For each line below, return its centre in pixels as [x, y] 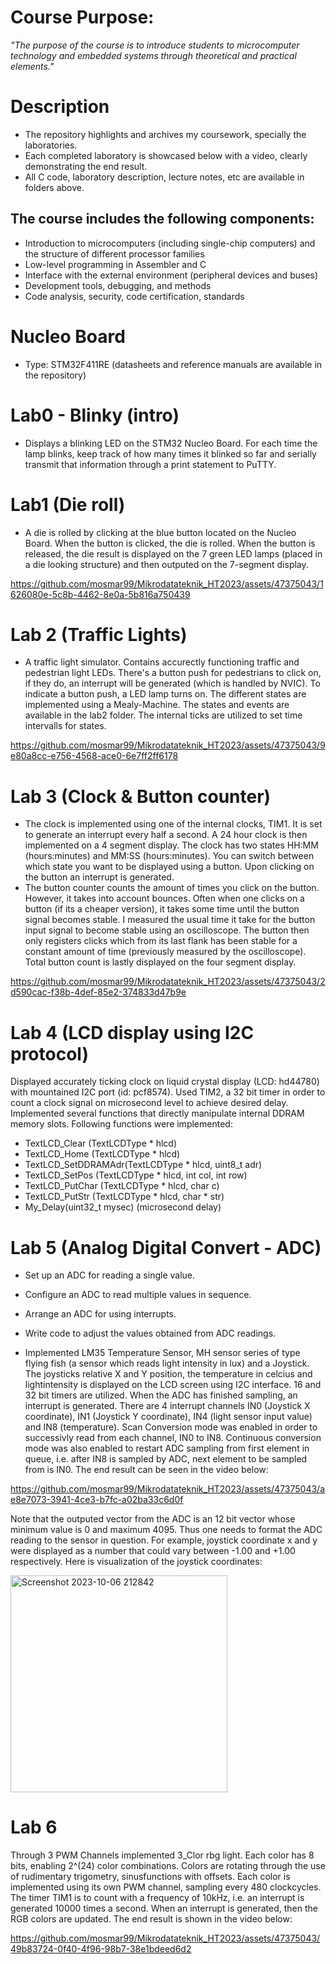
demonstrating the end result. [86, 166]
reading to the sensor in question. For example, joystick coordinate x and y [164, 1540]
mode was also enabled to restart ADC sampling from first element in [167, 1448]
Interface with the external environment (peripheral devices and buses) [171, 275]
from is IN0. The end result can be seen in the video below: [146, 1470]
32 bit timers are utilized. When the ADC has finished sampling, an [161, 1395]
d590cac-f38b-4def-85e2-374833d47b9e [98, 992]
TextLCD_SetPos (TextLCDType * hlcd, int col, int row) [136, 1175]
